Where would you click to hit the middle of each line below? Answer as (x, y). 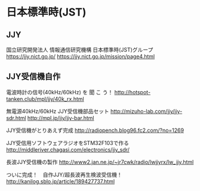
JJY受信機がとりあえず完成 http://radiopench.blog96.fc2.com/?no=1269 (95, 130)
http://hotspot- (133, 92)
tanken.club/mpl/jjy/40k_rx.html (45, 98)
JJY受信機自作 (33, 77)
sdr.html (16, 118)
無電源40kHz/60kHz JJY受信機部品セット (58, 111)
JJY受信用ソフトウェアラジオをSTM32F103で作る (68, 143)
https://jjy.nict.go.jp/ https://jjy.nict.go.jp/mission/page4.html (81, 56)
